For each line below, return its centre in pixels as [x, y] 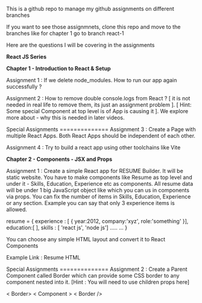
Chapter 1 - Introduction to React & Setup [58, 68]
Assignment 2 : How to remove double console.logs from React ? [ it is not [98, 98]
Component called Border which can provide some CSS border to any [93, 275]
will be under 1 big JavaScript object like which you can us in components [98, 190]
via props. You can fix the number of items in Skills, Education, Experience [99, 197]
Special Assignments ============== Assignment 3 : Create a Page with [101, 129]
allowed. [17, 209]
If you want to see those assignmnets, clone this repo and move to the [93, 27]
